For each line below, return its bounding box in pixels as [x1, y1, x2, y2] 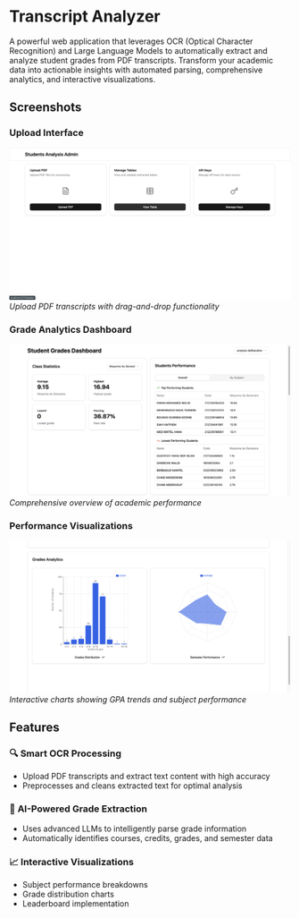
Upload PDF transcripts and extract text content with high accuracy [21, 771, 270, 782]
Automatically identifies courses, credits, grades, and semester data [21, 832, 274, 843]
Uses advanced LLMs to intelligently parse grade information [21, 823, 247, 834]
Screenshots [9, 100, 82, 115]
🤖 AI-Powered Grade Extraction [9, 803, 147, 815]
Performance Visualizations [9, 520, 134, 532]
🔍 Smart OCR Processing [9, 747, 122, 760]
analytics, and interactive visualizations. [9, 73, 156, 84]
